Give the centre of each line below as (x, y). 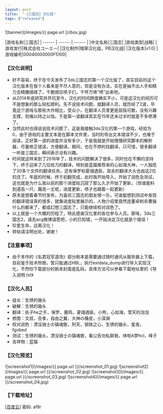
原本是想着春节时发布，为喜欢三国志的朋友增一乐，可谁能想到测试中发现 (84, 195)
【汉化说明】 (20, 68)
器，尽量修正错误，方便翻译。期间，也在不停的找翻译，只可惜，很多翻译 (84, 147)
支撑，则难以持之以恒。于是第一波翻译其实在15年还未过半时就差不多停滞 (84, 116)
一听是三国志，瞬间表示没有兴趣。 (46, 152)
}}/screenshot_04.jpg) (27, 382)
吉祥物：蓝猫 (25, 342)
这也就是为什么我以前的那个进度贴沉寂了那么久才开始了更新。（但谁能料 (83, 183)
